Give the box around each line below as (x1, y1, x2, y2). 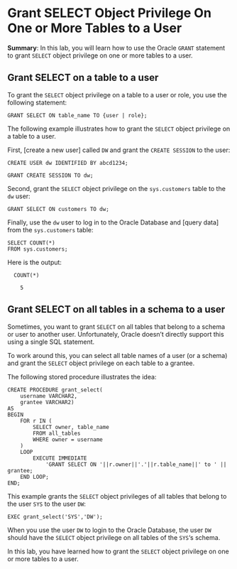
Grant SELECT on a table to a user (7, 72, 159, 84)
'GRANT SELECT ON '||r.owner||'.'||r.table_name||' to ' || (45, 460, 227, 468)
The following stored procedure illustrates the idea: (7, 372, 157, 381)
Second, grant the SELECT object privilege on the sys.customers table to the (7, 184, 226, 193)
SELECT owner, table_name (33, 423, 110, 430)
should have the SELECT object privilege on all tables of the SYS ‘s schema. (7, 533, 221, 541)
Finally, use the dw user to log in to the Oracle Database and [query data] (7, 218, 219, 227)
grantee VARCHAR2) (20, 399, 75, 406)
